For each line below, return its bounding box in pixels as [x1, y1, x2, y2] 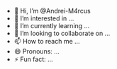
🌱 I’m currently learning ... [13, 22, 90, 30]
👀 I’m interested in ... [13, 14, 74, 23]
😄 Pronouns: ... [13, 47, 60, 56]
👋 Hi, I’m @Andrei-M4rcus [13, 7, 91, 15]
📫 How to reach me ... [13, 37, 80, 45]
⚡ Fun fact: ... [13, 55, 53, 63]
